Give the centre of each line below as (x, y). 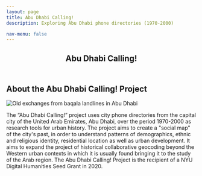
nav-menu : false (27, 34)
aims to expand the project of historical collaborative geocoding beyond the (100, 147)
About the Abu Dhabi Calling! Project (77, 89)
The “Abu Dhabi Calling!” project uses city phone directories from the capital (101, 115)
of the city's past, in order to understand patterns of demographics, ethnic (99, 134)
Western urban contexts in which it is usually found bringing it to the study (99, 154)
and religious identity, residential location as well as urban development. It (98, 141)
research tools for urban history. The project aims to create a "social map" (99, 128)
